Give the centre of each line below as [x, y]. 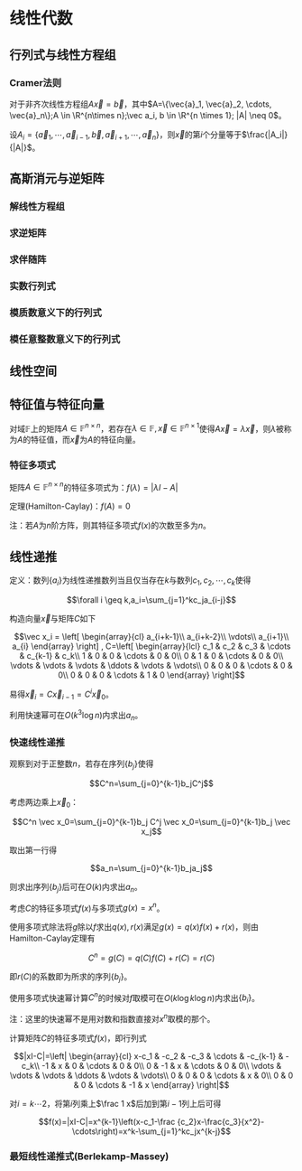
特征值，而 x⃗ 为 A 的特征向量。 [86, 440]
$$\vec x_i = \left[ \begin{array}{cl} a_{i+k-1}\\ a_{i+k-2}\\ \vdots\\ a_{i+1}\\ [151, 637]
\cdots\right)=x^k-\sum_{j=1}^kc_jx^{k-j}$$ [151, 1131]
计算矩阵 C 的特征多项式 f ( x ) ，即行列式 [78, 1038]
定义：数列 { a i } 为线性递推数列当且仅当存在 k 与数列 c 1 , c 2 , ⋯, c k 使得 [130, 581]
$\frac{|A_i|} [265, 134]
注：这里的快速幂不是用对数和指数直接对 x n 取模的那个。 [112, 1018]
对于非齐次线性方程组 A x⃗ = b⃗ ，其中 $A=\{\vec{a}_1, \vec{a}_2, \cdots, [141, 104]
